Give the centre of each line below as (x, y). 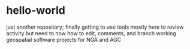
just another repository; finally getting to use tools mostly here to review (95, 27)
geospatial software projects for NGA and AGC (64, 39)
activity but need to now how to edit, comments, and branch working (91, 33)
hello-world (36, 10)
